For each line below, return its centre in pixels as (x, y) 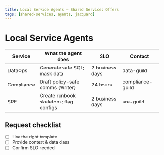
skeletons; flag (56, 102)
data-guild (135, 71)
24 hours (102, 85)
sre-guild (134, 102)
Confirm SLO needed (33, 148)
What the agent (63, 53)
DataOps (18, 71)
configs (48, 108)
